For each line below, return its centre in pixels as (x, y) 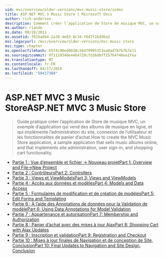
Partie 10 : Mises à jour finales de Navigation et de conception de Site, (82, 240)
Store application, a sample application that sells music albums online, (87, 142)
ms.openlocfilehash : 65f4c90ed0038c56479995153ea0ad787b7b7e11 (71, 50)
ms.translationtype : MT (29, 60)
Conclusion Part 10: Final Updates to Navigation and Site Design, (76, 245)
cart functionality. (35, 153)
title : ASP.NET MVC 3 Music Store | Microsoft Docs (59, 14)
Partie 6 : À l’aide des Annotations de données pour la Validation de (80, 204)
